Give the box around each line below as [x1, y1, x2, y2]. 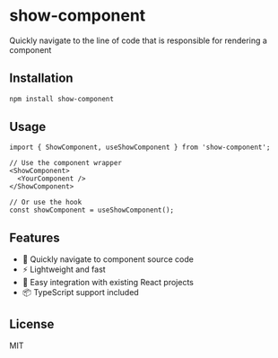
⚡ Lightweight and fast [22, 264, 106, 275]
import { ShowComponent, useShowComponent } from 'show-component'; [9, 143, 271, 153]
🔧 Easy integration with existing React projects [22, 277, 195, 288]
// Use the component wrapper [9, 159, 123, 168]
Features [9, 230, 60, 245]
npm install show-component [9, 94, 115, 103]
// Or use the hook [9, 198, 83, 207]
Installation [9, 71, 74, 86]
